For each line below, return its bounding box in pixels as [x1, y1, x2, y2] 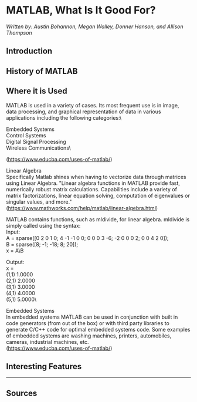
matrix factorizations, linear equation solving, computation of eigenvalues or [6, 192, 191, 199]
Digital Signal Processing [6, 138, 66, 145]
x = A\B [6, 247, 24, 254]
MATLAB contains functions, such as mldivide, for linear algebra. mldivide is [6, 215, 190, 223]
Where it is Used [6, 86, 67, 96]
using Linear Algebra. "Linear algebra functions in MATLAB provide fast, [6, 180, 180, 187]
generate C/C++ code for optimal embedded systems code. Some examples [6, 326, 191, 333]
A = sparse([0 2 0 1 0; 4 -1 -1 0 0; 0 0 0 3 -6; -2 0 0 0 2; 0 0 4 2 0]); [6, 234, 169, 241]
